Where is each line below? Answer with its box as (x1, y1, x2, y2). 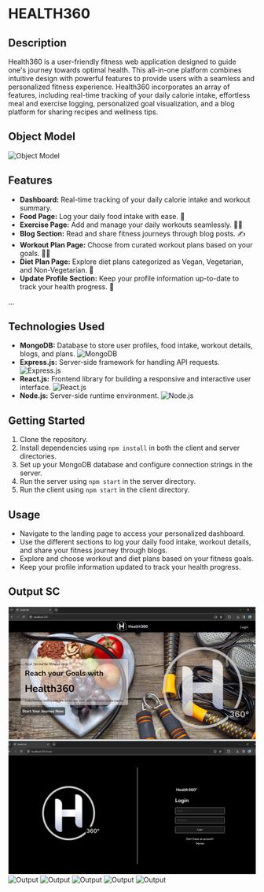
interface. (19, 383, 51, 392)
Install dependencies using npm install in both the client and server (19, 443, 240, 453)
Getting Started (8, 414, 86, 427)
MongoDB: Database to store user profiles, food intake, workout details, (19, 340, 253, 351)
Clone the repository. (19, 435, 88, 444)
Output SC (8, 585, 60, 599)
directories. (19, 452, 57, 461)
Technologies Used (8, 320, 104, 333)
